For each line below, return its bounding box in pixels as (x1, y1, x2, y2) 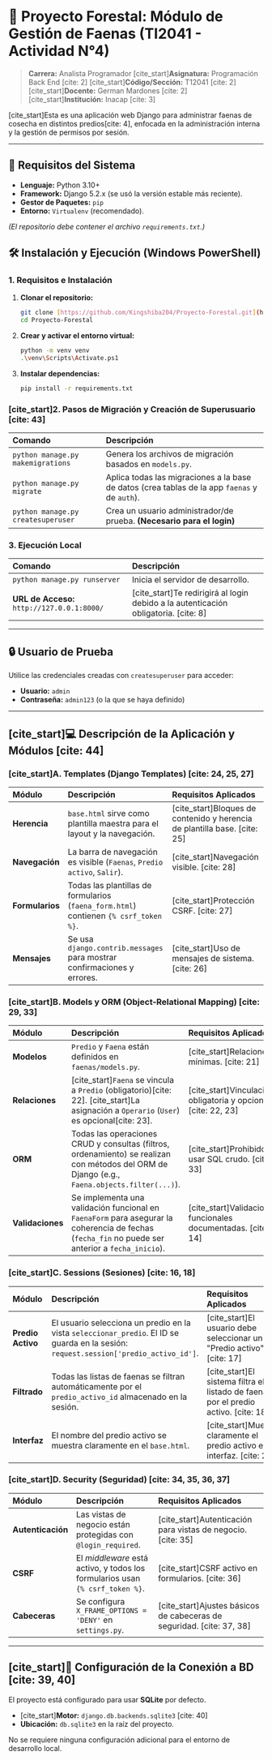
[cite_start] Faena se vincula (71, 1075, 174, 1086)
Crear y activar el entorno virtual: (19, 331, 135, 341)
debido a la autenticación (132, 598, 228, 609)
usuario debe (206, 1322, 257, 1333)
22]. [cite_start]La (71, 1095, 140, 1106)
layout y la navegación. (67, 827, 155, 839)
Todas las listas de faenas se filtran (51, 1371, 185, 1382)
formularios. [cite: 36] (157, 1573, 241, 1584)
